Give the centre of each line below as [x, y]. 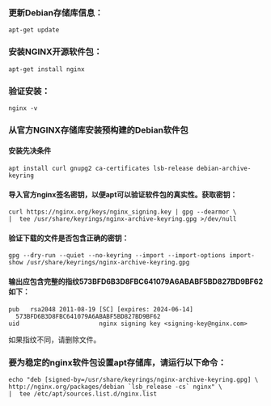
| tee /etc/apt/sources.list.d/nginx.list [83, 394]
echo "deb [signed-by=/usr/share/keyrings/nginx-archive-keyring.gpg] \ [133, 379]
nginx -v [23, 108]
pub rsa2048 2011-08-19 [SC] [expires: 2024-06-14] [101, 309]
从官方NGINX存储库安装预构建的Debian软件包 [98, 129]
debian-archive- [224, 169]
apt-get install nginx [47, 69]
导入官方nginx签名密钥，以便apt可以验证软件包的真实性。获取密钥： [123, 194]
